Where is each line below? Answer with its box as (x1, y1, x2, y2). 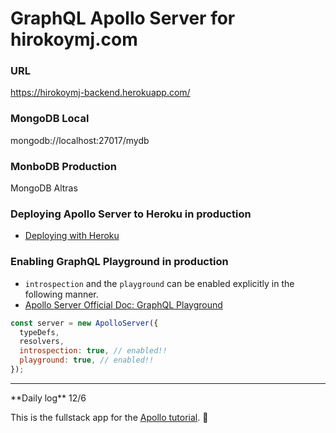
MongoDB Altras (10, 182, 78, 194)
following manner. (24, 288, 99, 300)
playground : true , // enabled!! (19, 355, 155, 366)
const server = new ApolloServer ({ (10, 318, 159, 328)
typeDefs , (19, 327, 60, 337)
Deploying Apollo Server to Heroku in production (10, 207, 252, 221)
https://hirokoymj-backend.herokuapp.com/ (10, 87, 191, 99)
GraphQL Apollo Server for (10, 7, 236, 30)
